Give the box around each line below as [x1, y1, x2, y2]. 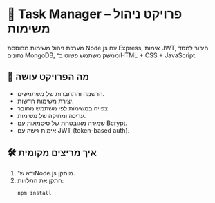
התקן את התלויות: [17, 176, 64, 184]
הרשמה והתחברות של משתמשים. [17, 89, 105, 97]
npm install [17, 189, 52, 196]
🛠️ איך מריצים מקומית [7, 147, 97, 159]
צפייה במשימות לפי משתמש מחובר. [17, 104, 110, 113]
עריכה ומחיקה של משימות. [17, 111, 86, 119]
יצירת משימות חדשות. [17, 97, 74, 105]
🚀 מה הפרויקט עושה [7, 71, 90, 83]
